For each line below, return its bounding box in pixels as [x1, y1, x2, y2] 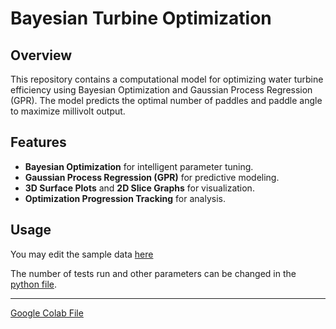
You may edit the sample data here [10, 248, 154, 260]
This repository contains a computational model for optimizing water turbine [10, 73, 324, 85]
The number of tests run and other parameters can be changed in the [10, 267, 297, 279]
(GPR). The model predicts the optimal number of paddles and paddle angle [10, 95, 323, 106]
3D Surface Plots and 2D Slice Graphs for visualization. [24, 182, 255, 194]
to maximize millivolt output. [10, 105, 126, 117]
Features [10, 134, 67, 151]
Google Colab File [10, 307, 84, 319]
